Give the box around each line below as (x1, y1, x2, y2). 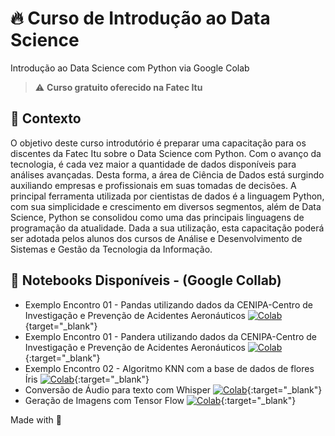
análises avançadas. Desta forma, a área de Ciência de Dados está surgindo (10, 168, 325, 181)
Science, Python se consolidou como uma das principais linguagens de (10, 211, 305, 223)
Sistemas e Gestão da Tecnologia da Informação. (10, 243, 213, 255)
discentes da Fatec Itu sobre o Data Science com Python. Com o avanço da (10, 147, 322, 159)
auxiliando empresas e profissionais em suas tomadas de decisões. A (10, 179, 297, 191)
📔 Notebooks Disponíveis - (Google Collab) (10, 272, 282, 289)
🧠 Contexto (10, 110, 82, 127)
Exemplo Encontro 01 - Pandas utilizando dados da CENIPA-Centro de (24, 298, 313, 311)
